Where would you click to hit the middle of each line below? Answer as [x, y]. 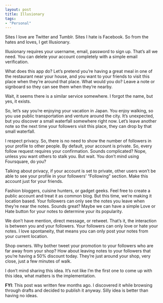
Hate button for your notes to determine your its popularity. [64, 212]
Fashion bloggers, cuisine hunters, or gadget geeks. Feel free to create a [78, 191]
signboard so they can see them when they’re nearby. [59, 87]
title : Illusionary [25, 14]
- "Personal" [18, 23]
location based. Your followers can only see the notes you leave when [75, 201]
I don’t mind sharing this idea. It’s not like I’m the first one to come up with [79, 271]
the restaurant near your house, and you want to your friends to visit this [77, 76]
